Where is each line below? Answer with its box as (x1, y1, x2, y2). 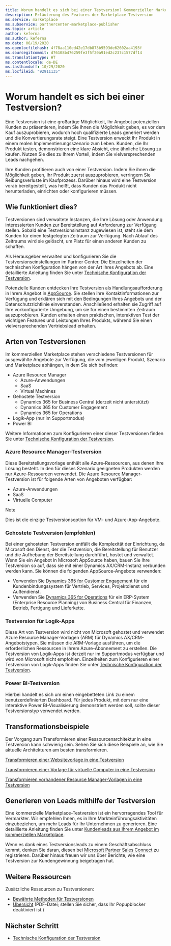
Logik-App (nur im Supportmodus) (12, 415, 85, 421)
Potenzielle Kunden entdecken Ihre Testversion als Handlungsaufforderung (5, 285, 163, 291)
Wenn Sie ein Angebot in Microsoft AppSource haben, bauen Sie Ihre (5, 557, 150, 563)
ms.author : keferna (5, 36, 47, 41)
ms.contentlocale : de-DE (5, 60, 58, 65)
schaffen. (5, 243, 25, 250)
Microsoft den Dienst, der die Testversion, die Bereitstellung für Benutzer (5, 546, 159, 553)
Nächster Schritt (5, 922, 59, 930)
